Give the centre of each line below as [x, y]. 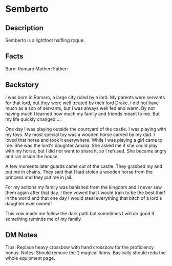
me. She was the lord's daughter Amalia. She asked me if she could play [81, 145]
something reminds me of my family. [44, 219]
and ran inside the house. [32, 156]
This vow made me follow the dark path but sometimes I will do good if [80, 213]
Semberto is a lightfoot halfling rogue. [45, 40]
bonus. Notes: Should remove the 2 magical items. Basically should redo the [86, 253]
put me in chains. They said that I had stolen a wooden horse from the [79, 172]
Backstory [22, 85]
